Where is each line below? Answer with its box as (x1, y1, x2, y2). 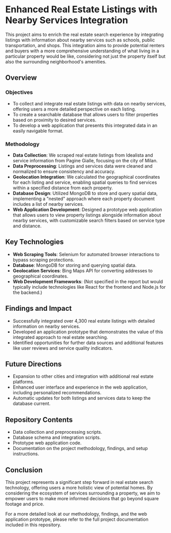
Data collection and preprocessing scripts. (12, 429, 102, 435)
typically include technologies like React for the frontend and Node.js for (12, 284, 166, 290)
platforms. (12, 379, 35, 385)
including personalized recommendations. (12, 390, 101, 396)
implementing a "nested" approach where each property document (12, 196, 155, 202)
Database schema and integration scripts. (12, 434, 101, 441)
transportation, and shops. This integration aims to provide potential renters (5, 42, 165, 48)
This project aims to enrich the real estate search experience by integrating (5, 31, 164, 37)
